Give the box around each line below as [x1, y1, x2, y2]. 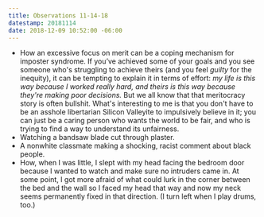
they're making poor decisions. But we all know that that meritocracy [19, 91, 246, 100]
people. [19, 149, 45, 159]
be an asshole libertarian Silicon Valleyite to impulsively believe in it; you [19, 107, 257, 117]
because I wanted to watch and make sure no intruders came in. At [19, 166, 240, 176]
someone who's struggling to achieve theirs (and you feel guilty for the [19, 65, 252, 75]
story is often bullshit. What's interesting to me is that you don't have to [19, 99, 254, 108]
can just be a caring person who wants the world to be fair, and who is [19, 116, 250, 126]
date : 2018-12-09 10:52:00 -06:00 [8, 26, 123, 34]
